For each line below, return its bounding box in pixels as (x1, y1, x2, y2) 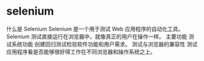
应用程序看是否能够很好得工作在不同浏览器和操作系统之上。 (6, 48, 156, 56)
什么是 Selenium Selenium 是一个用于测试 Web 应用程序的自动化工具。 (6, 25, 184, 32)
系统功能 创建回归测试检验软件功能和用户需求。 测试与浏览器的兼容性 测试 (11, 40, 198, 48)
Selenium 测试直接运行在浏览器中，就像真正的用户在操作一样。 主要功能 (6, 32, 188, 40)
